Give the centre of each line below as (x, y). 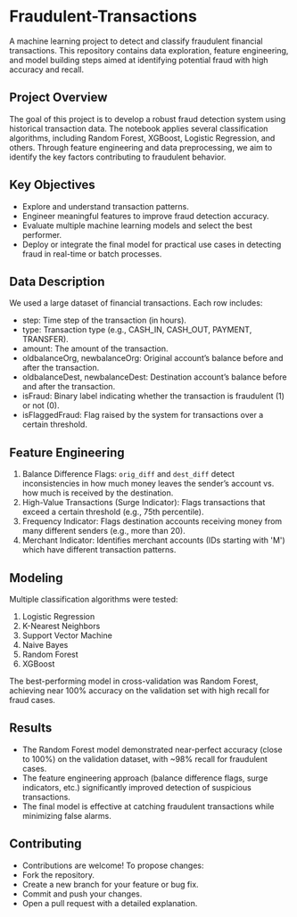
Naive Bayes (45, 645)
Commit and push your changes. (82, 894)
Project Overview (58, 98)
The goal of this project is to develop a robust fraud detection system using (148, 119)
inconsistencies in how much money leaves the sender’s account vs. (148, 484)
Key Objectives (52, 185)
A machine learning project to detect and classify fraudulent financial (136, 41)
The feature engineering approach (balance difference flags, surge (145, 778)
